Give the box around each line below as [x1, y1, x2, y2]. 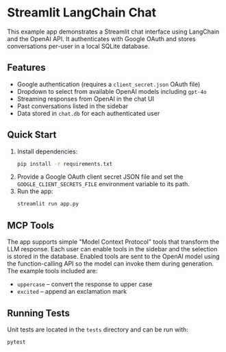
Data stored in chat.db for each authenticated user [16, 109, 160, 117]
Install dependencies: [16, 147, 78, 155]
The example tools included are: [7, 267, 98, 275]
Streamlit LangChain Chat [7, 5, 157, 21]
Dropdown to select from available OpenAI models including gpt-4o [16, 87, 207, 95]
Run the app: [16, 187, 53, 196]
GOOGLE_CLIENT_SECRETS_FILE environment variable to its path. [16, 180, 190, 188]
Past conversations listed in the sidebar [16, 101, 129, 110]
